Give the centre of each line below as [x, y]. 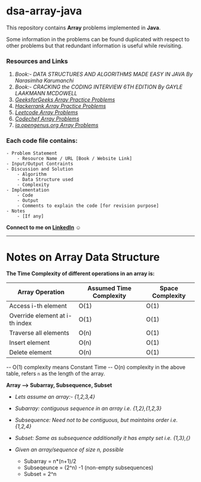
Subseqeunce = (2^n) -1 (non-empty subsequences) [89, 468]
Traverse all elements [39, 333]
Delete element [31, 353]
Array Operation [41, 292]
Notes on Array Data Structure [83, 257]
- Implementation [28, 190]
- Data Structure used [45, 179]
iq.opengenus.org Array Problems [57, 125]
